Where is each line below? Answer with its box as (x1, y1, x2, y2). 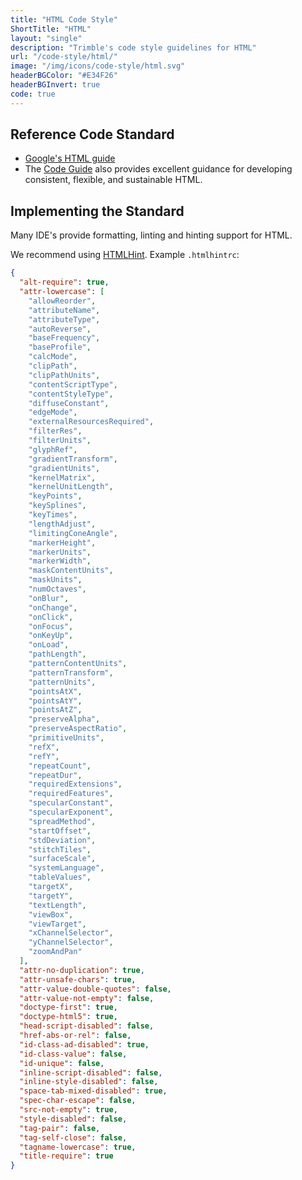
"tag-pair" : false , (19, 1123, 101, 1133)
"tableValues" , (28, 872, 92, 883)
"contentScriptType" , (28, 379, 118, 390)
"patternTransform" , (28, 667, 114, 678)
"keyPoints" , (28, 491, 83, 501)
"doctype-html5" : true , (19, 1012, 118, 1022)
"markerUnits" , (28, 547, 92, 557)
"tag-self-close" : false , (19, 1132, 128, 1143)
